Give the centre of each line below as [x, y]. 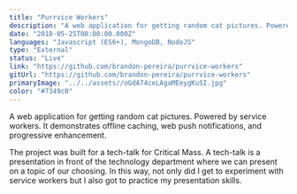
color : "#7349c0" [41, 91]
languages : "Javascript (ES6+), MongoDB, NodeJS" [103, 42]
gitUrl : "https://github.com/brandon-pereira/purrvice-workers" [130, 75]
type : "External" [41, 50]
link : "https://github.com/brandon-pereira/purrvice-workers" [126, 67]
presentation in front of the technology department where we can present [144, 161]
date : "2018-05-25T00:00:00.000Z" [73, 34]
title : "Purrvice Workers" [59, 17]
